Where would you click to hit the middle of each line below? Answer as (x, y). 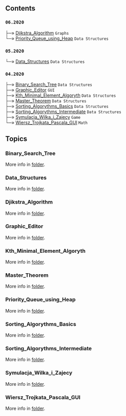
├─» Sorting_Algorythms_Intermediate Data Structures (63, 112)
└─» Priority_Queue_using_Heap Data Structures (57, 38)
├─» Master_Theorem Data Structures (46, 101)
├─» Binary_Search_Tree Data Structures (49, 84)
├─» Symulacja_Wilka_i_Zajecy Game (43, 117)
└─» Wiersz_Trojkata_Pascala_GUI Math (46, 123)
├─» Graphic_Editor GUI (30, 90)
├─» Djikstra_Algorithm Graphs (37, 33)
